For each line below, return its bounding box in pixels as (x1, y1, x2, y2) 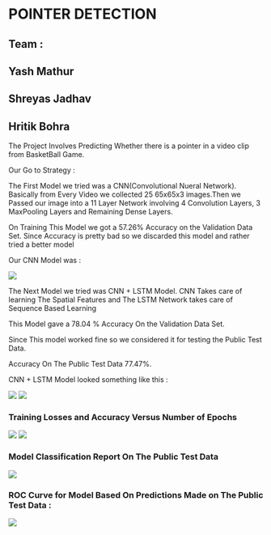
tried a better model (8, 240, 74, 249)
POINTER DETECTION (8, 5, 157, 23)
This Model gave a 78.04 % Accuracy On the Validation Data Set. (8, 319, 225, 329)
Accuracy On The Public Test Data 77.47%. (8, 359, 152, 369)
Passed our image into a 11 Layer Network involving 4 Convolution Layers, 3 (8, 198, 261, 208)
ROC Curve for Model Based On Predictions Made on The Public (8, 489, 264, 500)
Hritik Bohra (8, 119, 70, 134)
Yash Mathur (8, 64, 74, 78)
